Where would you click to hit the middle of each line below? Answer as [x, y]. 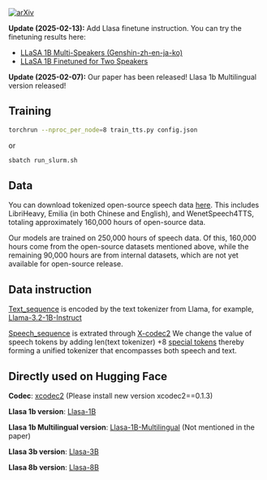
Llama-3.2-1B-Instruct [45, 318]
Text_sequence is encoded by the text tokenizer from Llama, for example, [131, 309]
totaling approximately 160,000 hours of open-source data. [107, 223]
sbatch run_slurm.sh [43, 160]
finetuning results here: [47, 37]
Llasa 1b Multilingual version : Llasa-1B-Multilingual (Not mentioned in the [132, 427]
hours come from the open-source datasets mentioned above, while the [129, 247]
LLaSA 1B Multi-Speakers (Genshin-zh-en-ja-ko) [101, 52]
